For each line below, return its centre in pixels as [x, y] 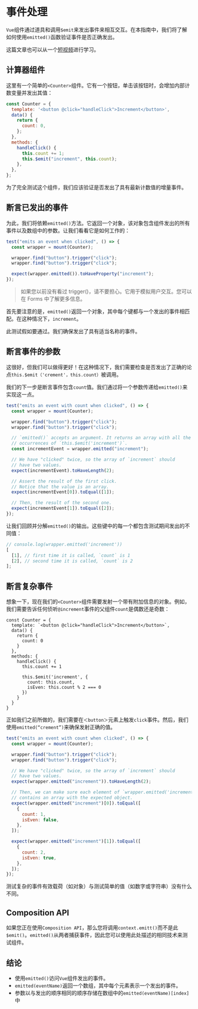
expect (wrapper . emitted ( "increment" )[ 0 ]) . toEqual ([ [76, 803]
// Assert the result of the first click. [64, 481]
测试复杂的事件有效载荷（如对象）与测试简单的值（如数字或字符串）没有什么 [99, 886]
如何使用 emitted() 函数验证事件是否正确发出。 [62, 37]
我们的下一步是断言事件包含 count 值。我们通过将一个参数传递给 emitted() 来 [97, 387]
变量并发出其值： [32, 93]
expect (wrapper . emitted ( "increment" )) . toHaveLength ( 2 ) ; [81, 782]
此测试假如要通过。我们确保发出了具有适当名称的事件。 [73, 331]
